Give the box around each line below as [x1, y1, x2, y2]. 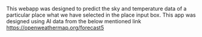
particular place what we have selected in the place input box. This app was [6, 11, 196, 18]
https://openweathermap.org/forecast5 [6, 24, 104, 31]
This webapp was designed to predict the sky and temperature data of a [6, 5, 187, 12]
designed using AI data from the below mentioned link [6, 18, 141, 24]
